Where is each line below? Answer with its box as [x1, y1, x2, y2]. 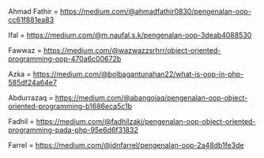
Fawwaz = [8, 46, 42, 55]
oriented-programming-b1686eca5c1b [8, 102, 133, 111]
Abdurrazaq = [8, 93, 54, 102]
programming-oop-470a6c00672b [8, 55, 122, 63]
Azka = [8, 70, 32, 78]
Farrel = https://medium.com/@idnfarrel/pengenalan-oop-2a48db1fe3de [8, 141, 244, 149]
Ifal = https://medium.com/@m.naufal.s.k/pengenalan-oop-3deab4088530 [8, 31, 252, 39]
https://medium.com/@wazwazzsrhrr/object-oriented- [43, 46, 221, 55]
